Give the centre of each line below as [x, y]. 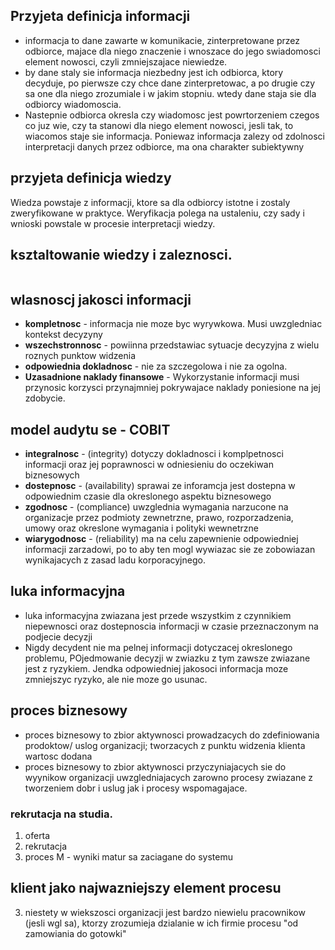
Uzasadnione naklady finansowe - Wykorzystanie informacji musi [162, 377]
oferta [37, 835]
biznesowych [52, 475]
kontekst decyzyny [63, 335]
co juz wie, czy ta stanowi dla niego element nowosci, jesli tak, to [159, 125]
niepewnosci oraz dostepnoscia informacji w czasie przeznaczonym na [171, 626]
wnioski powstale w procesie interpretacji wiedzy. [113, 223]
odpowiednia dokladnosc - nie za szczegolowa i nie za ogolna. [156, 366]
